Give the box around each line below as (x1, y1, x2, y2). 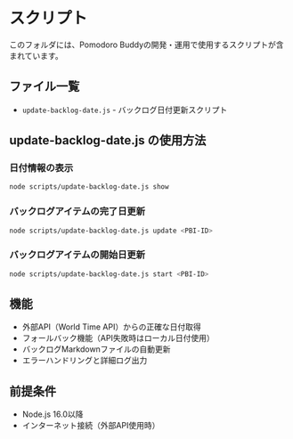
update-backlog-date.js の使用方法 (9, 133, 207, 148)
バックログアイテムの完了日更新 (9, 206, 145, 218)
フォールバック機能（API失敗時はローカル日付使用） (21, 333, 216, 344)
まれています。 (9, 50, 64, 61)
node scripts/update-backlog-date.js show (9, 183, 169, 191)
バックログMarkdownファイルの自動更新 (21, 344, 171, 354)
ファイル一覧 (9, 79, 80, 94)
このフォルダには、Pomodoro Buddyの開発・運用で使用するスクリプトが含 (9, 39, 284, 50)
